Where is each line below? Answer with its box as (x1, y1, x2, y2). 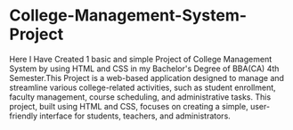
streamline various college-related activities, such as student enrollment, (9, 82, 276, 93)
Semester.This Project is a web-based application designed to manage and (9, 72, 285, 83)
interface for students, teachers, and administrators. (39, 110, 232, 121)
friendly (9, 110, 38, 121)
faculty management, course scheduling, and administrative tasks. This (9, 91, 272, 102)
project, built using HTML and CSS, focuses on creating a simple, (9, 101, 248, 111)
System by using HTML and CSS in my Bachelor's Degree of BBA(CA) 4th (9, 63, 280, 74)
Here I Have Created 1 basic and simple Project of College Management (9, 53, 273, 64)
